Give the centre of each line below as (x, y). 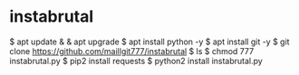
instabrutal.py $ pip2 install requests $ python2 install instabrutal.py (136, 61)
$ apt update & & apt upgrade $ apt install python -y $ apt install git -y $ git (149, 42)
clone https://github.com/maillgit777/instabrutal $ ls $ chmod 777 (132, 51)
